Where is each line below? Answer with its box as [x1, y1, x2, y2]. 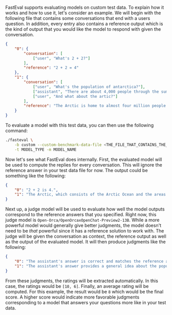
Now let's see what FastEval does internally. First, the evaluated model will [5, 156, 162, 162]
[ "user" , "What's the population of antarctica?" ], [32, 84, 145, 89]
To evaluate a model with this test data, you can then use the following [5, 122, 154, 128]
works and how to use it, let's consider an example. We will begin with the [5, 10, 161, 16]
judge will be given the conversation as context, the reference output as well [5, 233, 166, 240]
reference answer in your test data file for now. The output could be [5, 167, 148, 173]
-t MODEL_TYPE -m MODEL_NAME [14, 147, 77, 152]
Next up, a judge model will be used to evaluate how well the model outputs [5, 206, 165, 212]
